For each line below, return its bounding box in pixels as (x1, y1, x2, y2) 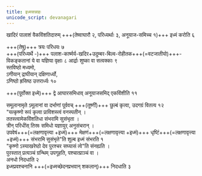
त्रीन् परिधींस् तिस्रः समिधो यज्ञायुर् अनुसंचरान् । (6, 122, 95, 129)
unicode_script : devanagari (6, 15, 77, 21)
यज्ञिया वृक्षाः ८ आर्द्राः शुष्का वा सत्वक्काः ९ (41, 57, 118, 64)
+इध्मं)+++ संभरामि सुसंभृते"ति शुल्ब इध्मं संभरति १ (6, 135, 104, 143)
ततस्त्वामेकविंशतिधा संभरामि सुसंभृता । (6, 115, 80, 122)
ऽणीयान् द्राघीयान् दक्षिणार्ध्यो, (6, 70, 58, 77)
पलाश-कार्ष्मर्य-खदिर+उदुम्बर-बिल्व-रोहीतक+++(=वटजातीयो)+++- (50, 50, 182, 57)
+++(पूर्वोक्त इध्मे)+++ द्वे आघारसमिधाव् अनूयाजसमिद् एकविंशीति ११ (6, 89, 138, 97)
